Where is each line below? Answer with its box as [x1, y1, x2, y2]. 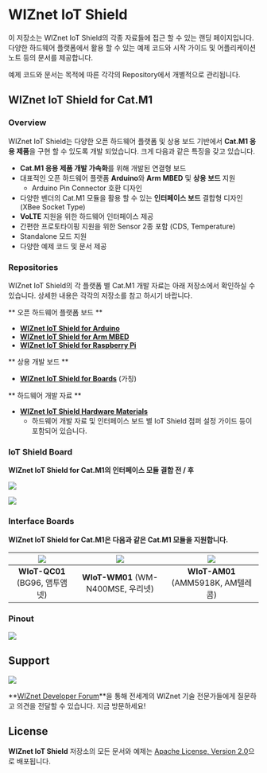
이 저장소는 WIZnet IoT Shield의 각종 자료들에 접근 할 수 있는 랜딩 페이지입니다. [8, 33, 254, 42]
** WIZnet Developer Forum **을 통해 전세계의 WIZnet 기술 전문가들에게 [8, 691, 236, 701]
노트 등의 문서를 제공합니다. [8, 53, 94, 62]
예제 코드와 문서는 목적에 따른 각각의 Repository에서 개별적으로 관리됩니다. [8, 69, 241, 79]
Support [8, 654, 50, 668]
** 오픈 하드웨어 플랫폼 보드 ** [8, 307, 103, 317]
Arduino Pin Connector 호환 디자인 [31, 183, 143, 193]
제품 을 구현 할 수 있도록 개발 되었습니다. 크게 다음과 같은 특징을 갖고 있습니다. [16, 146, 256, 156]
